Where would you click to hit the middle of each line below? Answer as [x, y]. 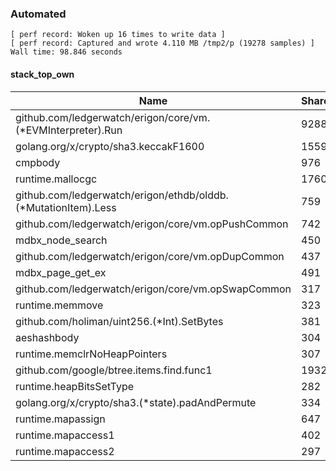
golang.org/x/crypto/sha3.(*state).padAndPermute [136, 402]
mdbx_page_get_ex [61, 272]
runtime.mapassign [60, 419]
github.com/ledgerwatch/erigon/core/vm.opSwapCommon [153, 289]
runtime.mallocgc [56, 179]
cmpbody [38, 162]
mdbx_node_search [61, 240]
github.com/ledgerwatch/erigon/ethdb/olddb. [122, 195]
